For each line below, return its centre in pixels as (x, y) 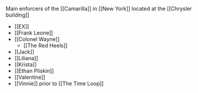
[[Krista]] (25, 64)
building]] (17, 15)
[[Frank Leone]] (34, 33)
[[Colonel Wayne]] (37, 39)
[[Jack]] (24, 52)
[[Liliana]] (26, 58)
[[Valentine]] (30, 77)
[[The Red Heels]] (45, 45)
